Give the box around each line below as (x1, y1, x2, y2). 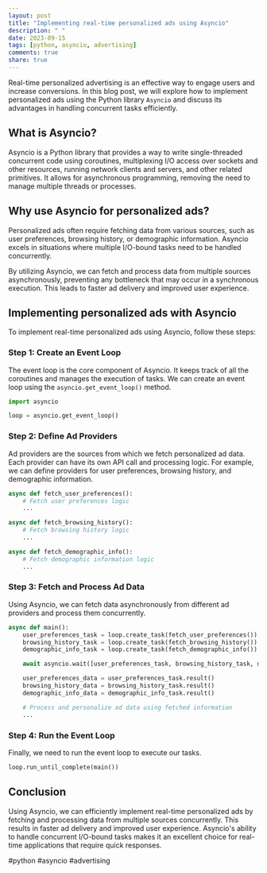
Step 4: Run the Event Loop (8, 730, 115, 741)
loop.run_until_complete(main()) (8, 763, 119, 771)
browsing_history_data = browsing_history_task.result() (22, 682, 215, 690)
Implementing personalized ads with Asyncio (8, 306, 237, 319)
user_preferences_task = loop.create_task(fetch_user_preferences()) (22, 630, 258, 639)
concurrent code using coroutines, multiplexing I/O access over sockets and (8, 156, 258, 166)
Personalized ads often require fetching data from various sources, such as (8, 225, 255, 235)
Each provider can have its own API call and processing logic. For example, (8, 457, 254, 466)
